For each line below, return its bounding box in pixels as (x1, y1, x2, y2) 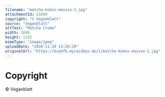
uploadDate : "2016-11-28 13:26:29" (5, 44, 79, 49)
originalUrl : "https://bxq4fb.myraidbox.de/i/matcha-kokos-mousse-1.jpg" (5, 48, 161, 53)
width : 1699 (5, 30, 30, 35)
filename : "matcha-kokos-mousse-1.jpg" (5, 7, 88, 12)
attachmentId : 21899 (5, 12, 48, 17)
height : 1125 (5, 35, 32, 40)
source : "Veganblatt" (5, 21, 50, 26)
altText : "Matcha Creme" (5, 26, 56, 31)
